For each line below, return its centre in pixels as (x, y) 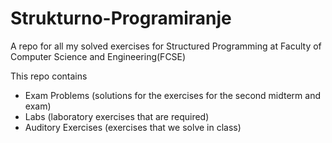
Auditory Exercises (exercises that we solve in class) (133, 127)
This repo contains (49, 76)
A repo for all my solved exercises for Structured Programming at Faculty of (166, 46)
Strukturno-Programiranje (121, 18)
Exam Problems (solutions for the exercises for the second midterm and (172, 95)
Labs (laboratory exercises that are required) (117, 116)
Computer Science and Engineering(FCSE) (98, 56)
